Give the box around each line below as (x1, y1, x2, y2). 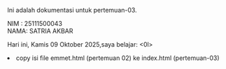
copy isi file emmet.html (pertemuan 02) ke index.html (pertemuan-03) (16, 54, 220, 62)
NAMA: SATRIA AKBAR (7, 27, 73, 35)
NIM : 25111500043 (7, 20, 63, 27)
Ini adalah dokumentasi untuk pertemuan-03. (7, 6, 138, 14)
